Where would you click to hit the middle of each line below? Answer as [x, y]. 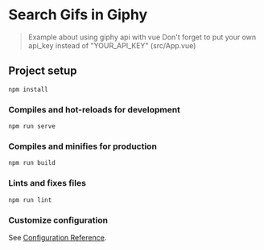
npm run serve [32, 126]
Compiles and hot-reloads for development [95, 109]
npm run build [32, 163]
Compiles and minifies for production [82, 146]
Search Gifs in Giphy [78, 15]
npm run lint [30, 200]
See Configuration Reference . [58, 237]
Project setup [43, 71]
